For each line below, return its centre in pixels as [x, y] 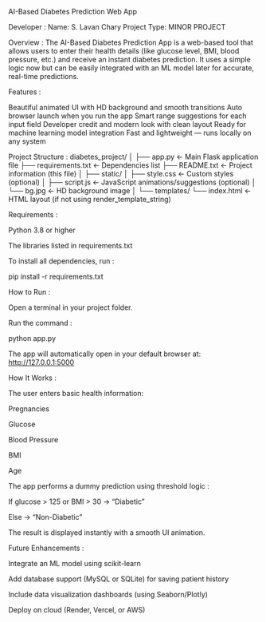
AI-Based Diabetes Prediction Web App [73, 12]
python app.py [32, 338]
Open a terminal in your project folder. [70, 307]
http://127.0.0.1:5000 [41, 362]
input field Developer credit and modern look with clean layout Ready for [127, 124]
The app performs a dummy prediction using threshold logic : [109, 486]
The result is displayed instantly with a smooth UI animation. [107, 533]
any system [27, 141]
